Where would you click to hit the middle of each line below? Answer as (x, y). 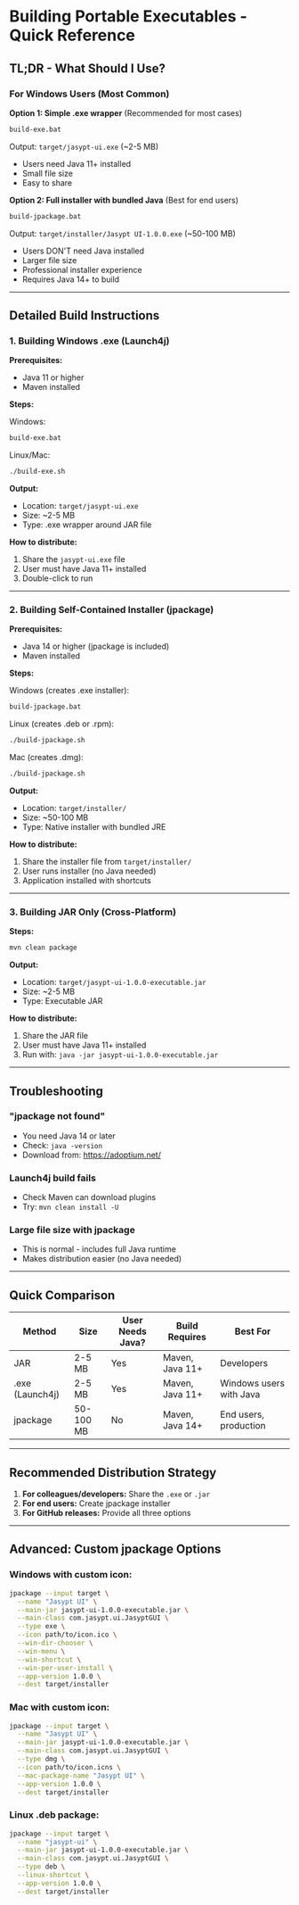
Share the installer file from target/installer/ (107, 861)
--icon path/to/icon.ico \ (67, 1635)
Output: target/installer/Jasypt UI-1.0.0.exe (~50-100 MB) (122, 233)
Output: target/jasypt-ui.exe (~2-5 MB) (84, 146)
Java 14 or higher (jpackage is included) (96, 646)
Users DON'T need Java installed (83, 251)
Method (40, 1331)
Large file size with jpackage (72, 1230)
